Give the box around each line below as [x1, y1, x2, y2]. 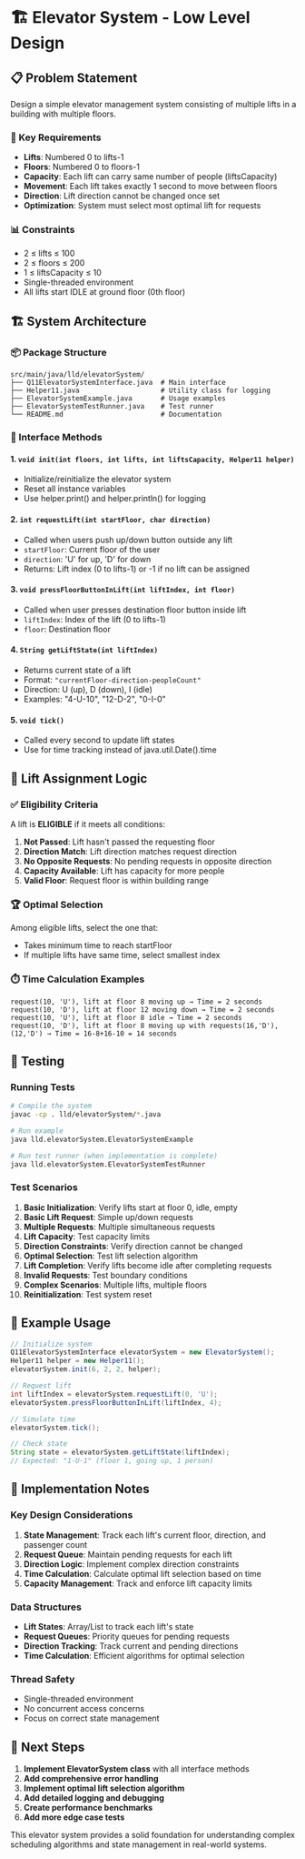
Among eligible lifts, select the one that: [10, 923, 159, 934]
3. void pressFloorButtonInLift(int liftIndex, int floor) [10, 584, 235, 595]
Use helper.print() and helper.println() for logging [23, 493, 207, 504]
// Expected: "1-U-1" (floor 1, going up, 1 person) [10, 1457, 214, 1466]
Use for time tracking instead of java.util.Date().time [23, 744, 217, 755]
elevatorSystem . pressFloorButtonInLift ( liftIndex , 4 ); [10, 1398, 222, 1407]
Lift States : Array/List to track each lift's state [23, 1622, 194, 1632]
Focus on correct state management [23, 1713, 160, 1724]
